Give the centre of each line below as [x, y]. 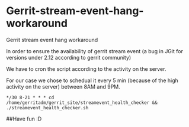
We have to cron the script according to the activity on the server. [86, 69]
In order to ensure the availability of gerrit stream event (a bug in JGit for [95, 51]
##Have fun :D [24, 119]
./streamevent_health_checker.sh [47, 108]
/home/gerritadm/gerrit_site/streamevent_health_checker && [82, 102]
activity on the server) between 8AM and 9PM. [63, 86]
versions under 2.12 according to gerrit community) [69, 57]
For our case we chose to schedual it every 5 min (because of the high [92, 80]
